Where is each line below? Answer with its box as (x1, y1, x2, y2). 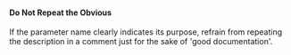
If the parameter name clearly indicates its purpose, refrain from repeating (9, 27, 283, 37)
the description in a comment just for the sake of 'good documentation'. (9, 36, 273, 47)
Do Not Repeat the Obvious (9, 7, 112, 18)
